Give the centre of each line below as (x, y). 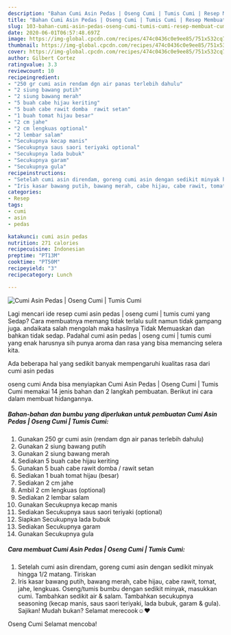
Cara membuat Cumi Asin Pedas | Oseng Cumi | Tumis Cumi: (97, 549)
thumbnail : (23, 45)
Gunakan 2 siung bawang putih (62, 446)
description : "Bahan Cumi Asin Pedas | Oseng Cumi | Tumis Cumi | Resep (114, 13)
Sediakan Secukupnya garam (59, 527)
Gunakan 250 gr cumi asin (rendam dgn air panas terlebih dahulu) (111, 439)
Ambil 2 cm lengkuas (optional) (62, 490)
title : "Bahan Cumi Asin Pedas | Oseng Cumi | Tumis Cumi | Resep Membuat (117, 20)
